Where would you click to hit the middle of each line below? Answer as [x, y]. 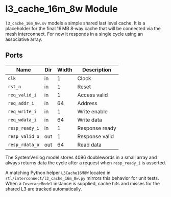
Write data [90, 119]
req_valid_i [22, 95]
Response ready [97, 128]
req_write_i [22, 111]
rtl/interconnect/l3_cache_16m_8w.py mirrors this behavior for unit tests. [82, 178]
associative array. [24, 39]
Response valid [95, 136]
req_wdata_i [22, 120]
